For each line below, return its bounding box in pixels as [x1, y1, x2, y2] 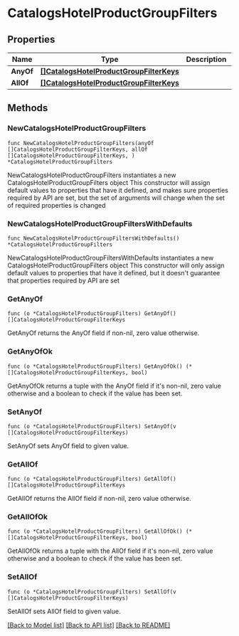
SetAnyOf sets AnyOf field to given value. [7, 441, 129, 450]
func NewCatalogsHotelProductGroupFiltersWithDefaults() [7, 235, 180, 242]
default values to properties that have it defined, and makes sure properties [7, 186, 229, 194]
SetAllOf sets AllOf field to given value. [7, 607, 121, 615]
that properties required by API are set [7, 276, 119, 285]
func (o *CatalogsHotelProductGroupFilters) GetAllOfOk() [7, 528, 183, 535]
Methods [7, 102, 48, 115]
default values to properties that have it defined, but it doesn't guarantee [7, 268, 221, 277]
